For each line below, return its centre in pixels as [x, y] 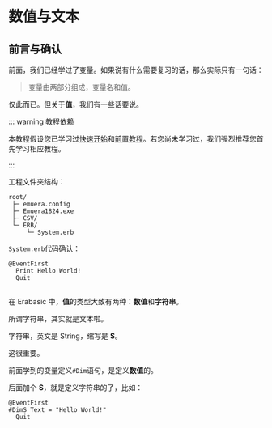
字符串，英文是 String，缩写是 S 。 [66, 336]
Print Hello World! [49, 271]
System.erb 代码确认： [45, 248]
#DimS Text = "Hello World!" [57, 410]
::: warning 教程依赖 [41, 121]
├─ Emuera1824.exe [43, 211]
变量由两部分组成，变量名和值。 [81, 87]
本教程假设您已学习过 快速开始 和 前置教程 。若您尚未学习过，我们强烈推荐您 [132, 139]
